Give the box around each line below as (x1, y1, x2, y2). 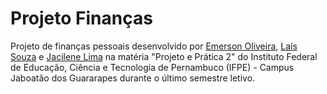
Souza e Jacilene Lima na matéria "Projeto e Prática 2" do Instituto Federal (10, 50, 318, 62)
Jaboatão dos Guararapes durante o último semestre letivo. (10, 72, 256, 84)
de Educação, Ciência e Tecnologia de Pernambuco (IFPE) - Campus (10, 61, 295, 73)
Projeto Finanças (10, 7, 153, 30)
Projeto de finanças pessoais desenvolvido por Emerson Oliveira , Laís (10, 40, 298, 52)
